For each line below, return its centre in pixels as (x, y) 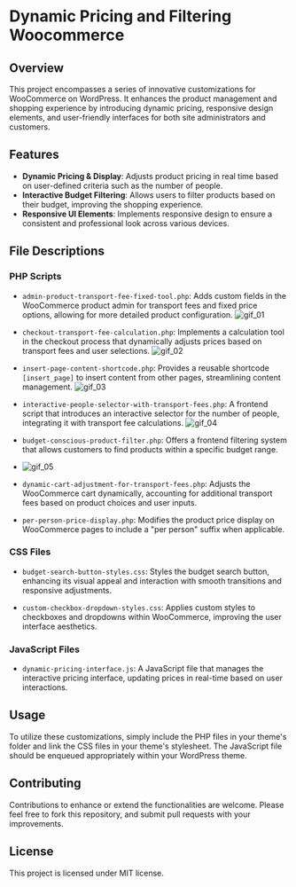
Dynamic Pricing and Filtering (121, 16)
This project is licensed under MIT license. (86, 873)
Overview (37, 68)
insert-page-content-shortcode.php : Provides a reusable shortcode (146, 368)
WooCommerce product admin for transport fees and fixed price (140, 305)
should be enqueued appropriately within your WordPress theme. (129, 755)
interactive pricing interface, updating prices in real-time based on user (152, 678)
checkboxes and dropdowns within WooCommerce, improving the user (152, 616)
